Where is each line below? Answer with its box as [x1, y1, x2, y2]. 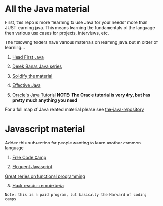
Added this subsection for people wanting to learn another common [5, 140, 141, 145]
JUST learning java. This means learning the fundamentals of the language [5, 24, 155, 30]
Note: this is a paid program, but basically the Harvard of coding [5, 192, 147, 197]
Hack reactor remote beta [12, 183, 64, 188]
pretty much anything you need [12, 97, 78, 103]
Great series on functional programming [5, 173, 85, 179]
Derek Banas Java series [12, 63, 62, 69]
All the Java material [5, 3, 90, 15]
